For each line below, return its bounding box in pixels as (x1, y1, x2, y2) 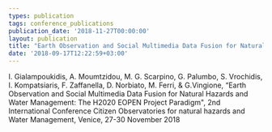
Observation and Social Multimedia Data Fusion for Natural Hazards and (8, 89, 249, 98)
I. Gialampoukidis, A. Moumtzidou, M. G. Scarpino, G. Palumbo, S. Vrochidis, (8, 72, 263, 81)
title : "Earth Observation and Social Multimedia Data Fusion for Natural (8, 42, 266, 50)
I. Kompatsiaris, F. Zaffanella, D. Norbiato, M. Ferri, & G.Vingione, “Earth (8, 80, 247, 90)
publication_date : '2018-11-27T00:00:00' (8, 27, 151, 35)
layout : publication (8, 34, 79, 43)
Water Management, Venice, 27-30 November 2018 (8, 115, 181, 124)
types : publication (8, 11, 74, 20)
